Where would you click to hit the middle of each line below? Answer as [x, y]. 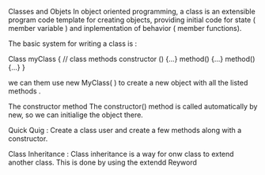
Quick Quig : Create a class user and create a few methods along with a [125, 130]
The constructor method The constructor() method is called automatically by [133, 107]
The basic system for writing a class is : [73, 44]
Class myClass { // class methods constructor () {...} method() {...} [116, 59]
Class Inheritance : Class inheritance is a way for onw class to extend [121, 154]
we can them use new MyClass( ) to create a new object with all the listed [128, 83]
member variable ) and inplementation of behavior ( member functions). [125, 28]
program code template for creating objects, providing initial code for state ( [132, 20]
